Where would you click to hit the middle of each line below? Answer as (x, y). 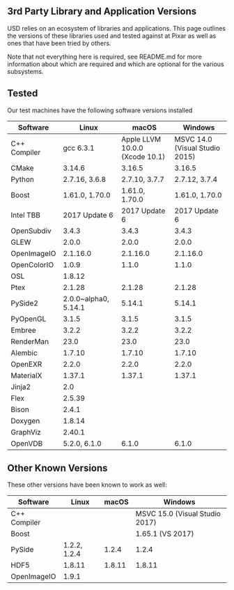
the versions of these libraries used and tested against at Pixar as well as (112, 36)
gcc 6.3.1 (79, 148)
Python (23, 179)
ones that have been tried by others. (59, 43)
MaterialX (26, 375)
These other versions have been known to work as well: (87, 485)
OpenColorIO (32, 264)
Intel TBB (25, 215)
